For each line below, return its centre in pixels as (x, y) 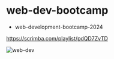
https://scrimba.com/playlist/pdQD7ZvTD (57, 38)
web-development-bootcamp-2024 (59, 27)
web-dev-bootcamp (57, 10)
